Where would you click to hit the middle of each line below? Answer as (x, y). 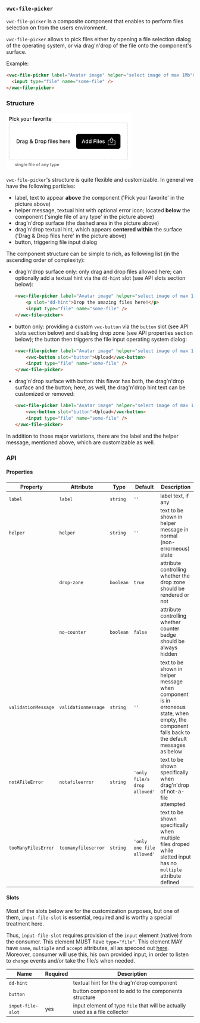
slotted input (176, 857)
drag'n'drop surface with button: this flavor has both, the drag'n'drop (99, 381)
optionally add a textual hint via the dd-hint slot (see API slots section (100, 278)
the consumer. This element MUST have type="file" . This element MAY (95, 941)
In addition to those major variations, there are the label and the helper (92, 436)
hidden (169, 654)
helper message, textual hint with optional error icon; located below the (102, 210)
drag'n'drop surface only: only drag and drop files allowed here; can (99, 272)
